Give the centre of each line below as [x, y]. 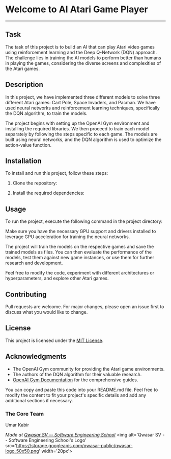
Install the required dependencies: [49, 193]
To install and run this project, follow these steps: [57, 173]
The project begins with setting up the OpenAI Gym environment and [77, 123]
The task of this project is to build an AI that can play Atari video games [80, 47]
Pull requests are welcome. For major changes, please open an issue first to [85, 307]
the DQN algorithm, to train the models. [46, 113]
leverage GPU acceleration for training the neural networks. [68, 237]
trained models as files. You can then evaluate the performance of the [78, 252]
